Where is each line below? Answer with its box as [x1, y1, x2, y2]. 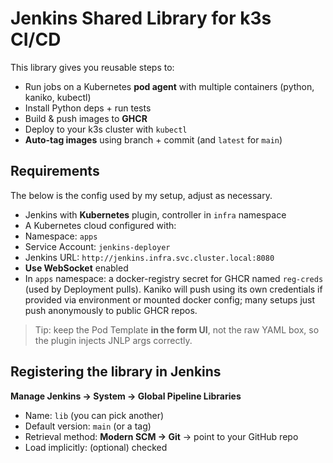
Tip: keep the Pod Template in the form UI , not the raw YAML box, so [34, 323, 320, 336]
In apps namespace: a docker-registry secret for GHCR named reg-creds [24, 272, 324, 284]
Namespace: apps [24, 230, 98, 242]
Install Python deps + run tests [24, 102, 152, 114]
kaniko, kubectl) [24, 91, 92, 103]
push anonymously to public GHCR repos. [24, 304, 198, 316]
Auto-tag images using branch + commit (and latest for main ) [24, 133, 283, 146]
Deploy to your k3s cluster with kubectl [24, 123, 188, 135]
